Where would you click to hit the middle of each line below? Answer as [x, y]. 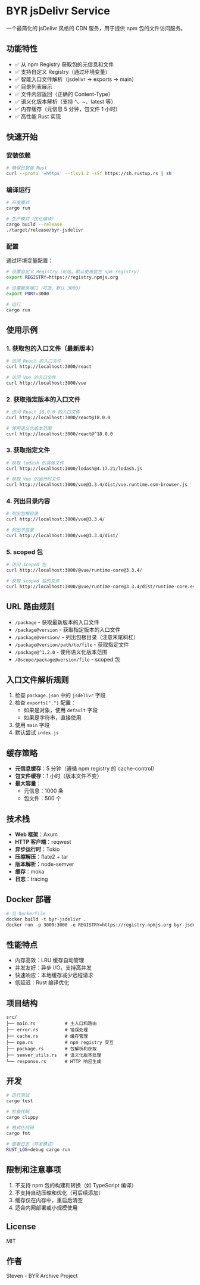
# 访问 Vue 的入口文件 [31, 377]
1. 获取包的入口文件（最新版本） [52, 348]
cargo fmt [18, 1133]
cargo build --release [34, 224]
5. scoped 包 [25, 552]
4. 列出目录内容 [28, 501]
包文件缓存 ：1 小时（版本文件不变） [58, 776]
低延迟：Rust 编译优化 [42, 983]
